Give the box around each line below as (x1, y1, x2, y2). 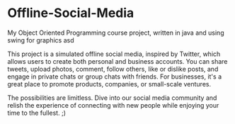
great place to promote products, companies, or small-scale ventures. (7, 79, 211, 88)
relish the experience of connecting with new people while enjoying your (7, 101, 219, 109)
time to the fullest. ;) (7, 108, 66, 117)
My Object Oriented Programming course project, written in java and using (7, 28, 224, 37)
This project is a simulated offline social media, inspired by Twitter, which (7, 50, 221, 58)
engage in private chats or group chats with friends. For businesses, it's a (7, 72, 222, 81)
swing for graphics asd (7, 35, 74, 44)
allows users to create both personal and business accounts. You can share (7, 57, 228, 65)
